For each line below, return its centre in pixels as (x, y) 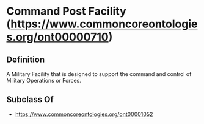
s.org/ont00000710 (57, 37)
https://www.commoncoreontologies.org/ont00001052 (84, 114)
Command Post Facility (66, 11)
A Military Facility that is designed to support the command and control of (99, 74)
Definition (25, 59)
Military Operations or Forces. (44, 81)
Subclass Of (30, 99)
